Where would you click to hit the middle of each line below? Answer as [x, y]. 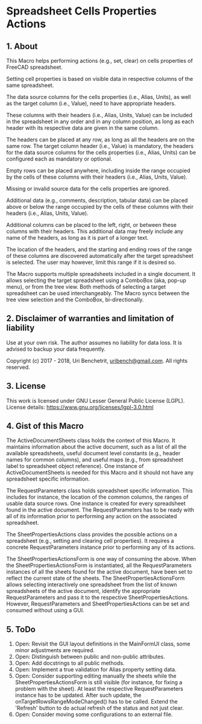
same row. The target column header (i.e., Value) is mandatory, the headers [100, 146]
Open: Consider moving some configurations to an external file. [94, 714]
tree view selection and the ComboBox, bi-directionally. [75, 300]
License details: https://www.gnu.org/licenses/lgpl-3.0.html [80, 407]
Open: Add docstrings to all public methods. [70, 663]
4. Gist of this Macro [45, 426]
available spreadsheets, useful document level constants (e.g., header [93, 453]
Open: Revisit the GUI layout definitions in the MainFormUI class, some [103, 644]
